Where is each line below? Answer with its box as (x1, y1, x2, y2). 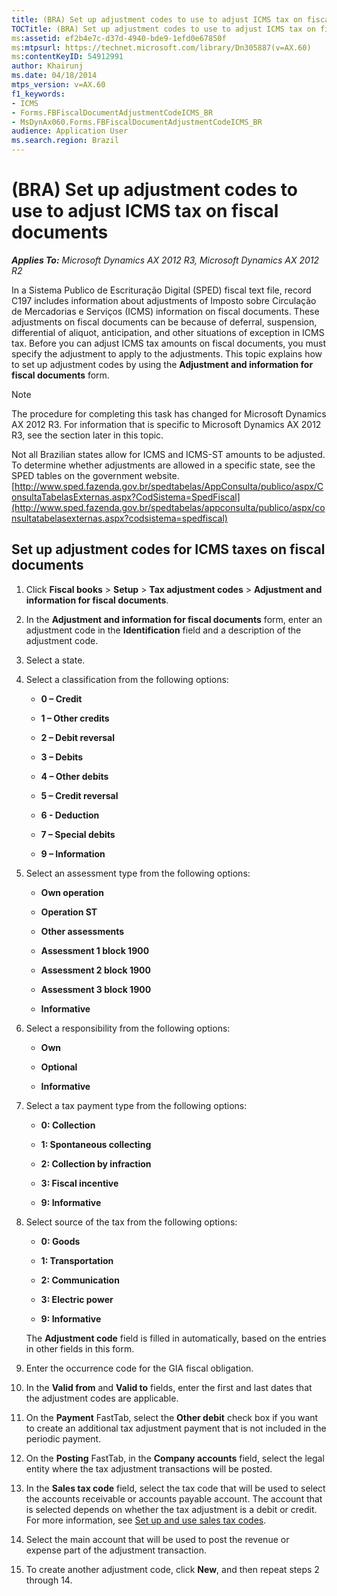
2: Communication (40, 1274, 120, 1286)
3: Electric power (40, 1293, 114, 1305)
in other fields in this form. (25, 1342, 135, 1355)
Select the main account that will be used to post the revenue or (25, 1533, 290, 1545)
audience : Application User (11, 126, 129, 136)
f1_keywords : (11, 89, 66, 99)
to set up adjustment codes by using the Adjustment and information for (11, 358, 314, 370)
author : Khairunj (11, 61, 84, 71)
